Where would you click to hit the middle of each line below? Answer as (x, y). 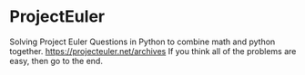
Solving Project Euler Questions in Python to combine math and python (142, 42)
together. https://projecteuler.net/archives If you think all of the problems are (153, 51)
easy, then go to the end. (56, 61)
